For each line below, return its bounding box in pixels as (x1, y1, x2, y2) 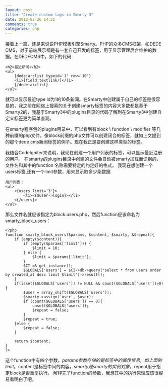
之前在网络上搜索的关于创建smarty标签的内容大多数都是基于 (22, 102, 148, 109)
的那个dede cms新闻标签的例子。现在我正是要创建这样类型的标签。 (5, 139, 145, 145)
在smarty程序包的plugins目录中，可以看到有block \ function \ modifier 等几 (5, 126, 161, 132)
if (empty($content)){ (14, 237, 62, 242)
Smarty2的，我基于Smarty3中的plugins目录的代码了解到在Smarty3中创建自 (5, 109, 162, 115)
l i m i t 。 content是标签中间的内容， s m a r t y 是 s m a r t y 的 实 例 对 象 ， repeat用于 (5, 364, 156, 370)
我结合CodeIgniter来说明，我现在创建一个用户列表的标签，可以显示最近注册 (5, 150, 162, 156)
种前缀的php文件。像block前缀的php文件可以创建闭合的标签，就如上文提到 (5, 132, 161, 138)
